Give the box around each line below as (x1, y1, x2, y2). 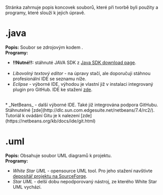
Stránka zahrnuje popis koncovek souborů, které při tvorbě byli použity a (5, 5, 158, 10)
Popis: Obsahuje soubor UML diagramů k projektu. (5, 152, 112, 158)
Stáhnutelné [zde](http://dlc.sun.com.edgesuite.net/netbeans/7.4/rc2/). (5, 107, 155, 113)
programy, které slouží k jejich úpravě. (5, 10, 86, 16)
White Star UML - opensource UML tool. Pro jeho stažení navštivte (12, 168, 153, 174)
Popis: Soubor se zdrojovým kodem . (5, 44, 83, 50)
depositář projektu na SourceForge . (12, 173, 88, 179)
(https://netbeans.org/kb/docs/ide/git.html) (5, 118, 96, 124)
